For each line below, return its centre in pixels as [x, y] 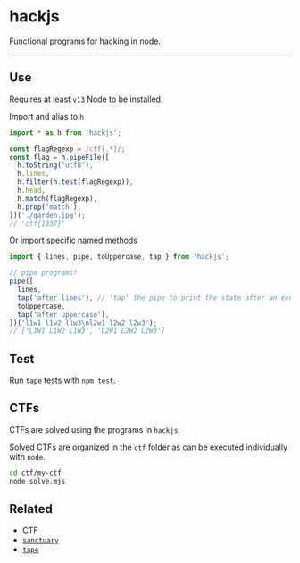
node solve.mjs [37, 481]
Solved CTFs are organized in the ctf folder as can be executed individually [149, 447]
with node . [28, 456]
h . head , [32, 190]
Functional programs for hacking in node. [85, 41]
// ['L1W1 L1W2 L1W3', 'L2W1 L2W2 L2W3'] [87, 331]
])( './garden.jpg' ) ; [48, 215]
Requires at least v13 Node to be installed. [86, 99]
